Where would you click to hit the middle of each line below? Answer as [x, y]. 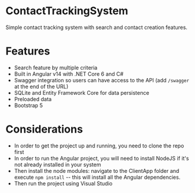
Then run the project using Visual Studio [63, 183]
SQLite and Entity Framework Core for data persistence [81, 92]
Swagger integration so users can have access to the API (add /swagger [102, 80]
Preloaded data [33, 99]
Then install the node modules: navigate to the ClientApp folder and [97, 171]
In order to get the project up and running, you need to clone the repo [99, 146]
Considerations [44, 129]
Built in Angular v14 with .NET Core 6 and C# [69, 74]
